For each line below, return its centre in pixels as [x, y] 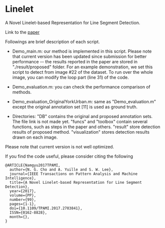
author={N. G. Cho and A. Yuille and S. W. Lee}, [61, 170]
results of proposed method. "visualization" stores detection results [81, 132]
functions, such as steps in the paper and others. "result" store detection [86, 127]
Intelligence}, [21, 178]
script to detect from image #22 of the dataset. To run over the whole [82, 72]
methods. [22, 92]
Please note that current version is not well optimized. [60, 146]
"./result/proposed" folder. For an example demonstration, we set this [82, 67]
